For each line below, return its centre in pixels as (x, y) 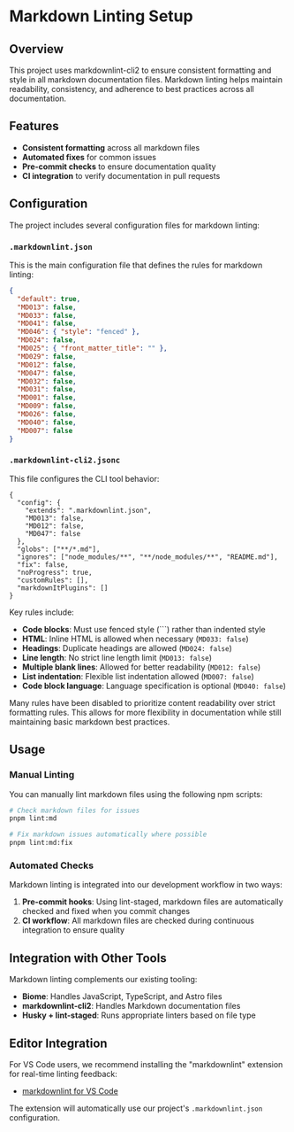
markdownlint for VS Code (70, 1090)
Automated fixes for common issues (89, 157)
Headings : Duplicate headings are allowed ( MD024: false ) (127, 647)
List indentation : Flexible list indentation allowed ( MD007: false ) (138, 676)
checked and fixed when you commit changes (106, 911)
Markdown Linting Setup (101, 16)
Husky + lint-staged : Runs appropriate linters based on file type (139, 1015)
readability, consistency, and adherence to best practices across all (132, 89)
